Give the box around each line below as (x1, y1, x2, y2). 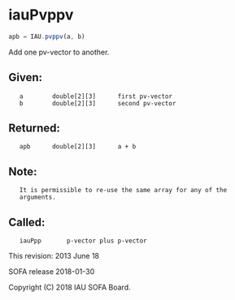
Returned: (8, 122, 61, 135)
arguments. (19, 193, 57, 202)
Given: (8, 71, 43, 84)
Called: (8, 215, 46, 229)
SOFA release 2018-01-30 (8, 267, 95, 276)
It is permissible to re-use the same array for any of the (19, 186, 228, 195)
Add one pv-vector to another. (8, 47, 110, 57)
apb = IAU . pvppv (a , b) (8, 32, 85, 41)
